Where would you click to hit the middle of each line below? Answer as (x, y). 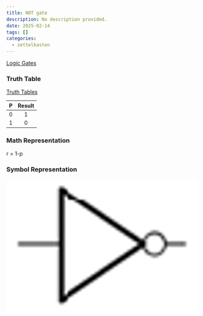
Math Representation (38, 140)
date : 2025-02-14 (28, 26)
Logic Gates (21, 63)
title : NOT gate (27, 13)
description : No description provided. (57, 19)
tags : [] (17, 32)
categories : (21, 39)
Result (26, 105)
